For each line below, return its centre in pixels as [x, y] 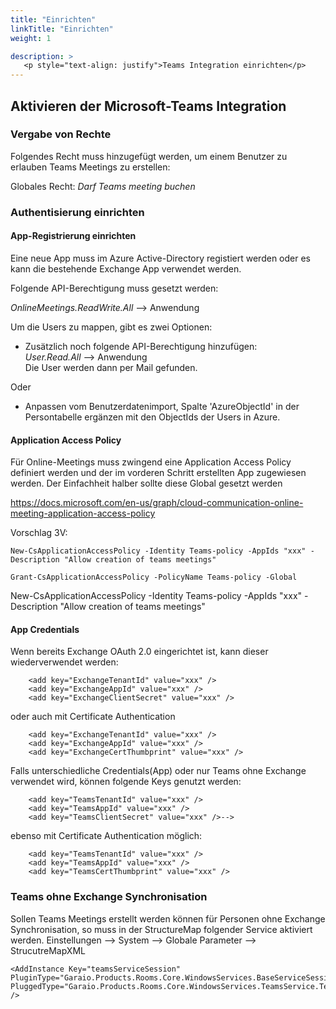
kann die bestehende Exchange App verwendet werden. [126, 268]
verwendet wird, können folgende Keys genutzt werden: [126, 782]
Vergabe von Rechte [61, 134]
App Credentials [45, 629]
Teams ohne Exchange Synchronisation [109, 897]
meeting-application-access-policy [83, 513]
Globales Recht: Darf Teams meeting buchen [103, 186]
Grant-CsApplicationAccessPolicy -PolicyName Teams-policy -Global [154, 577]
